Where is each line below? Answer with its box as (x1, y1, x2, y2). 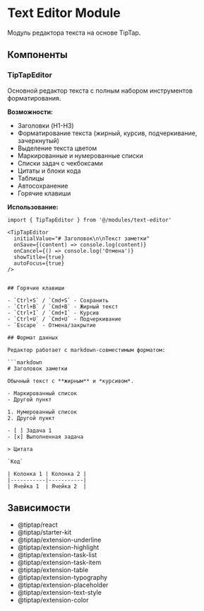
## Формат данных (7, 334, 59, 341)
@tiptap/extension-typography (17, 573, 108, 582)
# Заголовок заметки (7, 365, 68, 372)
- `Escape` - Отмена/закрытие (7, 321, 97, 329)
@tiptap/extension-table (17, 566, 89, 574)
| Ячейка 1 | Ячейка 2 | (7, 483, 87, 490)
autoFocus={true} (13, 260, 65, 267)
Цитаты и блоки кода (17, 166, 81, 175)
